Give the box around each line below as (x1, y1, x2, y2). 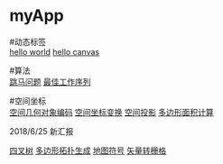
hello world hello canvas (9, 46, 100, 57)
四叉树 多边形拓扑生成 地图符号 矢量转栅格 (9, 145, 167, 156)
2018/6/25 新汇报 (9, 125, 74, 136)
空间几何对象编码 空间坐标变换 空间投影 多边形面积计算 (9, 106, 214, 117)
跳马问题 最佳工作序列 (9, 76, 91, 87)
